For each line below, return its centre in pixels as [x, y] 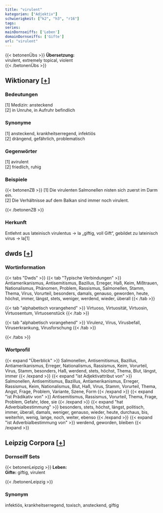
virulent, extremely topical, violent [39, 60]
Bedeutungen [21, 94]
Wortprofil [18, 350]
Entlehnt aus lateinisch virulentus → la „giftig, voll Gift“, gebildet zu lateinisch [81, 233]
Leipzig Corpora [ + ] [35, 443]
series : [13, 28]
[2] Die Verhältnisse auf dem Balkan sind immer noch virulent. [67, 200]
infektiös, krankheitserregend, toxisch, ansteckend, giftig [62, 505]
